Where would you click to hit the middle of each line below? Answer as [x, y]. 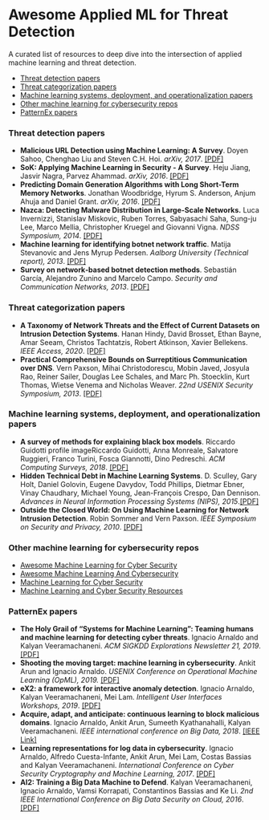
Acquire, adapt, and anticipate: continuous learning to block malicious [139, 714]
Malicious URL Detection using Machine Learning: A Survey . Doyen [134, 151]
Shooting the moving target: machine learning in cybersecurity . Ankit [138, 663]
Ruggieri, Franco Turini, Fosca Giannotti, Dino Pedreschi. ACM [122, 458]
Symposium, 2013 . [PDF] [61, 393]
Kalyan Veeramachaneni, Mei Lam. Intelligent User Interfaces [121, 697]
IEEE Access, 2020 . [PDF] [63, 351]
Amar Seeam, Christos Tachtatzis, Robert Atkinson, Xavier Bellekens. [134, 342]
